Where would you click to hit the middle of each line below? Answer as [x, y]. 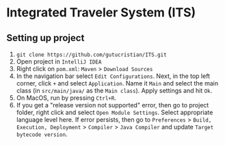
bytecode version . [42, 134]
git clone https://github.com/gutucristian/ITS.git [91, 55]
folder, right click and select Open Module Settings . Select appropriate [115, 112]
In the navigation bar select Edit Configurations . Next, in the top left [113, 76]
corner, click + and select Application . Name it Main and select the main [117, 83]
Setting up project [45, 38]
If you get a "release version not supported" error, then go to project [112, 105]
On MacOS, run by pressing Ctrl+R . [66, 98]
